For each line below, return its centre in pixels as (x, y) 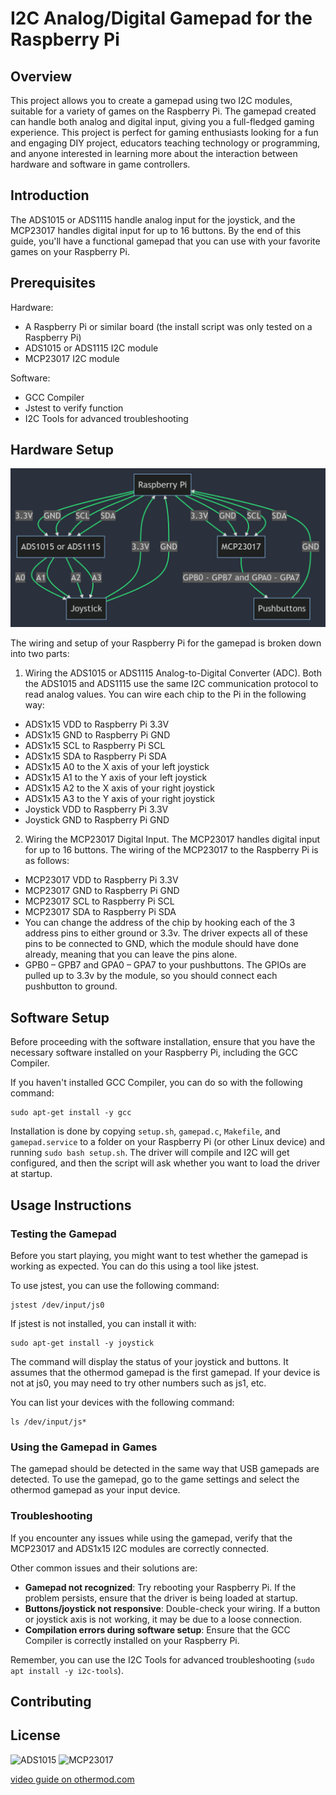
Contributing (51, 1701)
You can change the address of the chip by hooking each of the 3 (160, 923)
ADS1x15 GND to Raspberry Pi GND (97, 735)
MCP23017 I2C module (72, 358)
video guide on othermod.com (72, 1779)
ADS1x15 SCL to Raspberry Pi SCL (95, 746)
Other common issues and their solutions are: (104, 1568)
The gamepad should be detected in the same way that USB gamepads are (165, 1469)
